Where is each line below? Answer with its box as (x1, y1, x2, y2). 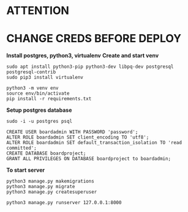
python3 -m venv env (6, 85, 59, 92)
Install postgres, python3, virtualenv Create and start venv (6, 52, 159, 59)
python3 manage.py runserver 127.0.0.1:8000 (6, 200, 122, 206)
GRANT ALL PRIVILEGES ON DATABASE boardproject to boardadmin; (6, 156, 171, 162)
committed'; (6, 145, 37, 152)
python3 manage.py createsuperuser (6, 189, 97, 196)
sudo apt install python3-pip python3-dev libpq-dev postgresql (6, 64, 174, 70)
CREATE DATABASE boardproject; (6, 150, 86, 156)
